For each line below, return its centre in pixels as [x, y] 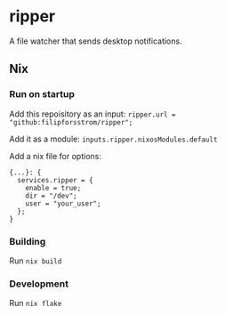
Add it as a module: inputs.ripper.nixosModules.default [113, 139]
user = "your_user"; [63, 203]
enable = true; [53, 188]
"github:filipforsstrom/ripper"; [71, 122]
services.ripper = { [55, 180]
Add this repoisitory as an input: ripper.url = [93, 114]
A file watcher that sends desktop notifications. [96, 41]
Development [39, 284]
